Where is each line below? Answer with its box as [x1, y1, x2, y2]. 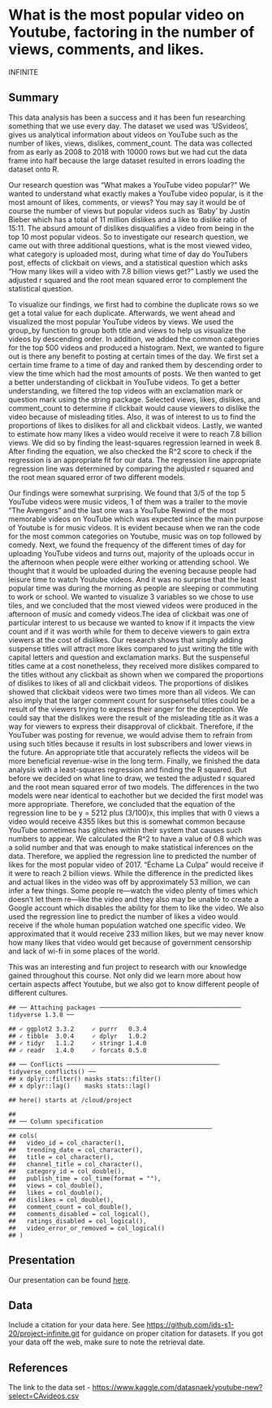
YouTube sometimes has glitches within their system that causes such [8, 825, 244, 835]
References [8, 1361, 68, 1375]
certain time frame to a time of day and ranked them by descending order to [8, 360, 263, 369]
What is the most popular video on [8, 6, 245, 24]
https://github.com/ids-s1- [146, 1320, 235, 1330]
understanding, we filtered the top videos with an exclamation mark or [8, 386, 244, 395]
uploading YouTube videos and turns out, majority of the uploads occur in [8, 548, 255, 558]
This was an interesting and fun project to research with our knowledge [8, 961, 248, 971]
